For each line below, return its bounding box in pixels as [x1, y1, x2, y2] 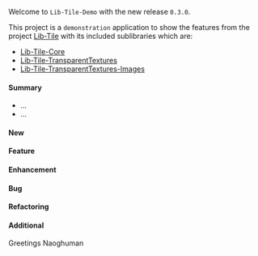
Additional [8, 220, 44, 230]
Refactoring [8, 202, 49, 211]
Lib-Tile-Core [19, 47, 66, 56]
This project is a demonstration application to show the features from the [8, 23, 251, 32]
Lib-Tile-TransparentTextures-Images [19, 64, 146, 74]
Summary [8, 83, 42, 92]
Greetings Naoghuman [8, 238, 84, 248]
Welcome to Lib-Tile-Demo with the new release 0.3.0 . [8, 7, 191, 16]
